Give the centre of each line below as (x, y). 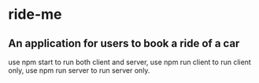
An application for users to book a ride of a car (124, 43)
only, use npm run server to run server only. (79, 70)
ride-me (35, 14)
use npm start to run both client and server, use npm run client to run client (130, 62)
